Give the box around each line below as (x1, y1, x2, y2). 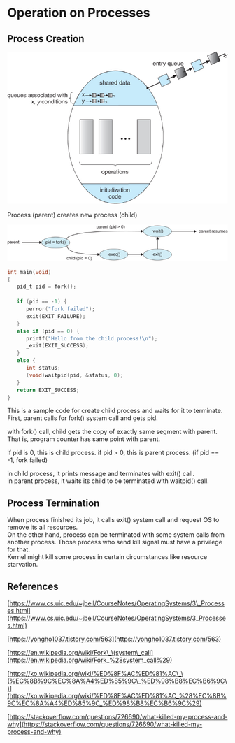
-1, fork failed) (7, 456, 48, 464)
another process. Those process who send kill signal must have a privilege (7, 538, 222, 547)
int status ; (25, 365, 61, 372)
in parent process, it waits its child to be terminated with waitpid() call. (7, 477, 210, 485)
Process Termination (7, 497, 100, 509)
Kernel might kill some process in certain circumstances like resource (7, 553, 208, 561)
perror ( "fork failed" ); (25, 305, 96, 312)
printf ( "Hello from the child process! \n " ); (25, 335, 158, 342)
